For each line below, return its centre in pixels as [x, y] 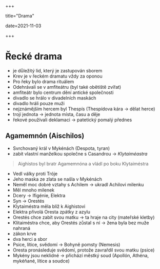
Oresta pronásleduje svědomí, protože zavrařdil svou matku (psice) [84, 250]
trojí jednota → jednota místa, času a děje [56, 114]
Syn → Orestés [28, 201]
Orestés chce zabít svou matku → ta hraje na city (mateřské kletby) [84, 217]
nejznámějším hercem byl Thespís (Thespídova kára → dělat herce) [84, 109]
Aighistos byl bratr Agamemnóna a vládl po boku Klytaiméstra [83, 164]
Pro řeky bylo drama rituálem [43, 81]
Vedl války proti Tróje [35, 174]
